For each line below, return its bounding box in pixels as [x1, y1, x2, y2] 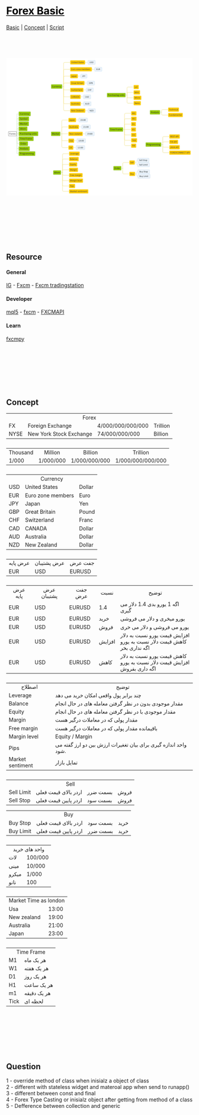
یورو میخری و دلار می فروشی [120, 615, 185, 622]
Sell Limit [8, 788, 31, 796]
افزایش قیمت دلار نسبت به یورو [120, 659, 190, 666]
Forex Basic [6, 4, 65, 18]
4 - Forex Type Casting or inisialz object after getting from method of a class [6, 1096, 193, 1103]
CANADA [24, 525, 47, 532]
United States [24, 484, 58, 491]
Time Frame [16, 948, 46, 955]
